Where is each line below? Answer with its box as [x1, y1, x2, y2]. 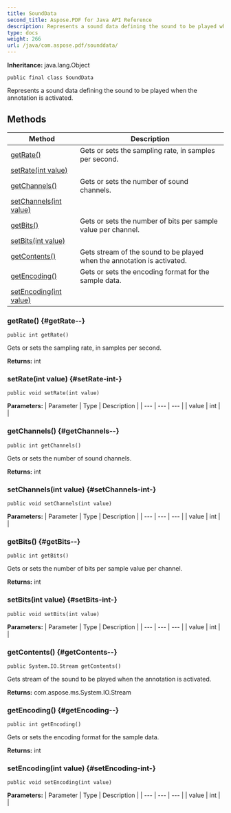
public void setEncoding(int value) [7, 779, 112, 786]
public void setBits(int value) [7, 611, 100, 617]
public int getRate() [7, 332, 69, 339]
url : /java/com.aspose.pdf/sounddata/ [7, 42, 118, 49]
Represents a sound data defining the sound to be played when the [7, 87, 197, 94]
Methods [7, 114, 47, 125]
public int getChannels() [7, 442, 81, 449]
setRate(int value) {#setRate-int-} [7, 374, 122, 384]
